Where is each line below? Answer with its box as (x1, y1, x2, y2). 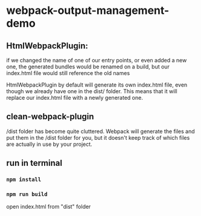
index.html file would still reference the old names (6, 70, 130, 76)
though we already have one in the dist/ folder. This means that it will (6, 88, 177, 94)
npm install (6, 176, 42, 183)
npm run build (6, 191, 48, 198)
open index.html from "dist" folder (6, 203, 91, 211)
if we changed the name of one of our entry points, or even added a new (6, 57, 187, 64)
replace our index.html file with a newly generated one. (6, 94, 143, 101)
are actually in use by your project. (6, 140, 92, 148)
